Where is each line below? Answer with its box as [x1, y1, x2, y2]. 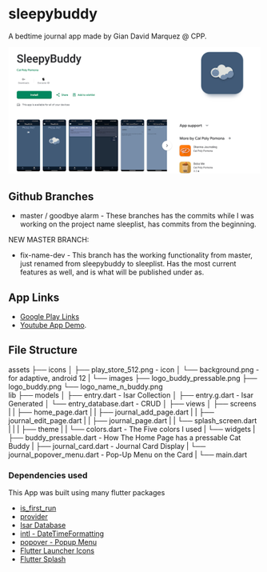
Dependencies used [8, 470, 88, 481]
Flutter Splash [19, 554, 66, 564]
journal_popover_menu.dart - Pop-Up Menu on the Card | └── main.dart [8, 450, 248, 459]
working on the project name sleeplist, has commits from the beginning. [19, 219, 257, 229]
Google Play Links [19, 312, 80, 322]
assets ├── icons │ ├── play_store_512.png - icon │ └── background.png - [8, 365, 260, 374]
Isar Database [19, 521, 66, 530]
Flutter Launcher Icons [19, 546, 94, 556]
